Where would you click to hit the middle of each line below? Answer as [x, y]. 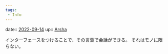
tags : [11, 10]
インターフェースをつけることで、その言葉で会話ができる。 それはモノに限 [84, 40]
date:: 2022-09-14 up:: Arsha [36, 29]
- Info [15, 15]
